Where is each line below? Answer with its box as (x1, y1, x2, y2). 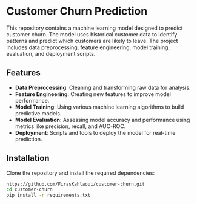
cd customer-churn (6, 186, 53, 192)
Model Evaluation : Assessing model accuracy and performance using (15, 116, 190, 123)
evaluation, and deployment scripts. (6, 50, 96, 57)
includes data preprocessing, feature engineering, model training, (6, 44, 170, 51)
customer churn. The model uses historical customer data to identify (6, 30, 178, 38)
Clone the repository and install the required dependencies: (6, 169, 155, 177)
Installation (6, 153, 50, 163)
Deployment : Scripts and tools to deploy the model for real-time (15, 129, 176, 136)
